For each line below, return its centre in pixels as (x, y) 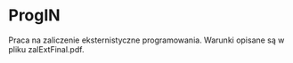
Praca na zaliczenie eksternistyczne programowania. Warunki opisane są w (146, 40)
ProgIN (34, 16)
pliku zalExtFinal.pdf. (46, 49)
